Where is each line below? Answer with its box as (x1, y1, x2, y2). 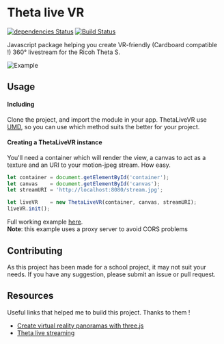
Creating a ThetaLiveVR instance (7, 138, 102, 146)
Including (7, 100, 35, 108)
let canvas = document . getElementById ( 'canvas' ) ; (7, 180, 160, 187)
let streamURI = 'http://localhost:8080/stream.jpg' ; (7, 187, 164, 194)
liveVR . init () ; (7, 205, 51, 213)
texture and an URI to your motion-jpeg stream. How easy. (7, 161, 171, 169)
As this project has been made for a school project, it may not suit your (7, 263, 206, 271)
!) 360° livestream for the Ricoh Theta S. (7, 48, 121, 56)
